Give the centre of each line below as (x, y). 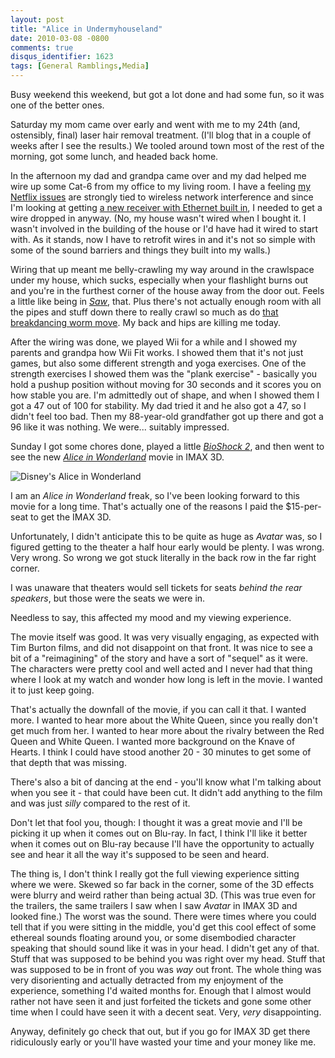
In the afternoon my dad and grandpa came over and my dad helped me (158, 175)
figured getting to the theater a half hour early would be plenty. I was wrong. (167, 547)
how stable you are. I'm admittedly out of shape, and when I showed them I (165, 395)
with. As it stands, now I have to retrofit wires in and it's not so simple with (163, 239)
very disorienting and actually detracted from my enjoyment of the (147, 980)
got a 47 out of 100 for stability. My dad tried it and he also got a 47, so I (158, 405)
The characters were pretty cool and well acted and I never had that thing (161, 669)
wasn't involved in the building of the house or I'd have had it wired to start (164, 229)
